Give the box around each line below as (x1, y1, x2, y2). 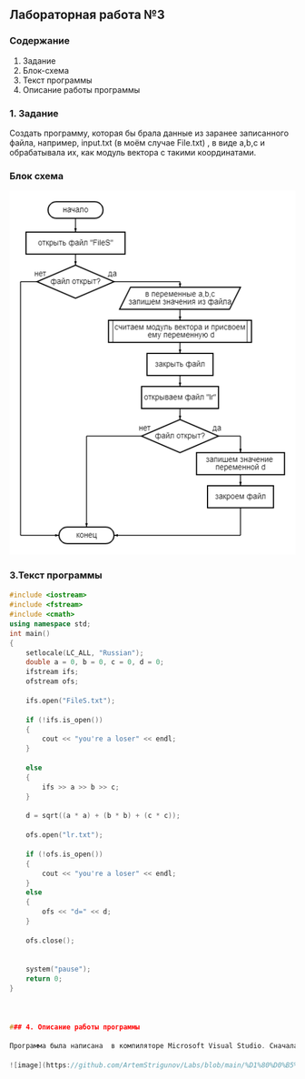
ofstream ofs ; (25, 677, 79, 686)
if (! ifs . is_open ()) (25, 715, 103, 724)
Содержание (9, 35, 71, 47)
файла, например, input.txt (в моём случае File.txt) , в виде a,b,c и (9, 136, 265, 148)
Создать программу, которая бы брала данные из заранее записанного (9, 127, 289, 138)
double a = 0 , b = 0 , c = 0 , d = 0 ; (25, 658, 165, 667)
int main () (9, 629, 51, 638)
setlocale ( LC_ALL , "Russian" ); (25, 648, 144, 658)
